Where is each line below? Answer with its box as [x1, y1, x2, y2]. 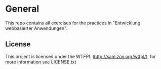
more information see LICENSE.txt [5, 59, 76, 65]
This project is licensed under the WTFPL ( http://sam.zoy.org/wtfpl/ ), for [5, 53, 156, 59]
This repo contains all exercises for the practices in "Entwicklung [5, 20, 141, 26]
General [5, 3, 39, 15]
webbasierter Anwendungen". [5, 25, 67, 31]
